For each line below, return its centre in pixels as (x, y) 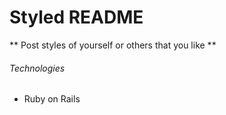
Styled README (76, 17)
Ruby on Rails (52, 99)
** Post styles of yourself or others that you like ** (113, 45)
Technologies (37, 68)
